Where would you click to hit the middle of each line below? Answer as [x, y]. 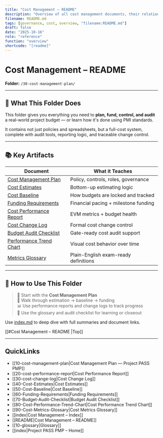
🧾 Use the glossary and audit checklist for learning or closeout [79, 313]
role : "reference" [24, 37]
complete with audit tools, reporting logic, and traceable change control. [77, 135]
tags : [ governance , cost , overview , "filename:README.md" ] [66, 23]
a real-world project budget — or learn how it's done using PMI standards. [79, 120]
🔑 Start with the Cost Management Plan [57, 295]
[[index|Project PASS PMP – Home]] [48, 430]
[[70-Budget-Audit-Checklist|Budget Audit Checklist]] [66, 399]
